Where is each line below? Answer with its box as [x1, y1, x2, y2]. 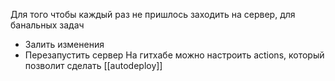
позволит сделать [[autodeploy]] [24, 60, 163, 71]
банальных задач [10, 19, 85, 31]
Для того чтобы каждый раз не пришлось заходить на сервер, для [10, 9, 296, 20]
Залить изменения [24, 39, 105, 50]
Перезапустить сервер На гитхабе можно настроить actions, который [24, 49, 325, 61]
